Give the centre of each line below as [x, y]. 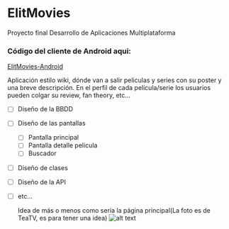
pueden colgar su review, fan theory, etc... [69, 95]
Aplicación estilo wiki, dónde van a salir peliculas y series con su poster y [114, 80]
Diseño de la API [41, 181]
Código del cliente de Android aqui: [69, 51]
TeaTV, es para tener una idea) [62, 218]
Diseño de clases [43, 167]
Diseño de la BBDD [45, 109]
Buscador [42, 153]
